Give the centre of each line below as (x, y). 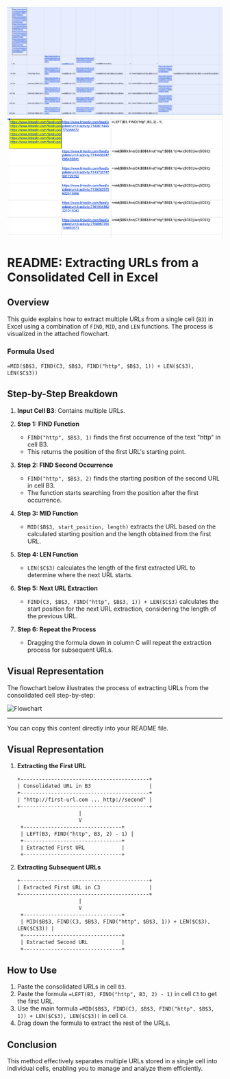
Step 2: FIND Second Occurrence (65, 465)
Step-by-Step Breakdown (63, 394)
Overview (28, 302)
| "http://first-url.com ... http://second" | (85, 800)
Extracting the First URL (52, 766)
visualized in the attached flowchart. (58, 333)
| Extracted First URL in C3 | (85, 888)
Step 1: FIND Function (48, 424)
